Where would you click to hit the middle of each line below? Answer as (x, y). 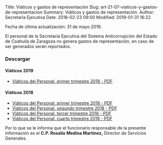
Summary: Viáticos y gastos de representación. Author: (99, 12)
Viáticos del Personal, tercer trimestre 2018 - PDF (62, 113)
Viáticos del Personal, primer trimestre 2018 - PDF (62, 103)
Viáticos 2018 (19, 92)
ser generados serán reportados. (38, 46)
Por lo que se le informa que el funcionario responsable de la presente (75, 128)
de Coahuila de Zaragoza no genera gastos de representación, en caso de (80, 41)
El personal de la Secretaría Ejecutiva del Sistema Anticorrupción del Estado (81, 36)
